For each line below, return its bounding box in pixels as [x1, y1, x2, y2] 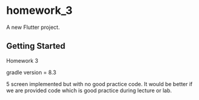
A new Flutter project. [6, 23, 60, 31]
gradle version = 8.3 [6, 69, 57, 76]
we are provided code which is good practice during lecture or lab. [6, 87, 172, 94]
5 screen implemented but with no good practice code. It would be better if [6, 80, 193, 87]
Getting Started [6, 41, 66, 51]
